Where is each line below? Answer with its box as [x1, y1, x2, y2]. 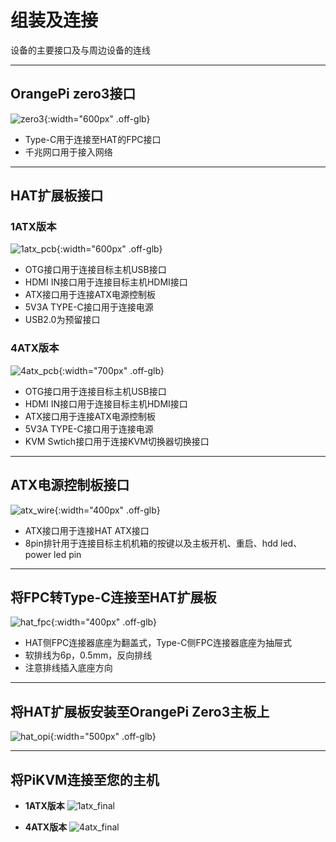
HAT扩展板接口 [10, 187, 104, 205]
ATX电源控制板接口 [10, 477, 130, 494]
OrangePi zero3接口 [10, 86, 137, 103]
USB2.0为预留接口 [24, 314, 101, 326]
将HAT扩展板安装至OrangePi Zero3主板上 [10, 703, 270, 720]
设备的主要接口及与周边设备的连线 [10, 44, 151, 56]
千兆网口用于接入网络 [24, 146, 113, 158]
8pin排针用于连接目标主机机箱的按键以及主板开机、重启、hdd [24, 537, 279, 549]
